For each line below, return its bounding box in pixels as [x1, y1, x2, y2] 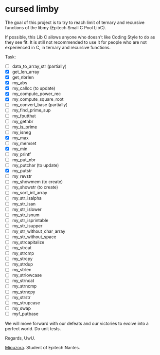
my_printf [12, 151, 31, 157]
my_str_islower [12, 206, 42, 212]
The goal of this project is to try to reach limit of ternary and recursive [5, 19, 145, 25]
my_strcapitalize [12, 239, 45, 245]
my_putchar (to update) [12, 162, 59, 168]
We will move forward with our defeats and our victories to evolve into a [5, 320, 149, 326]
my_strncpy [12, 289, 36, 295]
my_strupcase [12, 299, 40, 305]
